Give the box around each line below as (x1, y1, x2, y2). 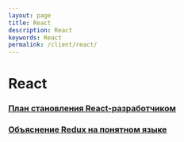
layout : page (8, 11, 52, 20)
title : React (8, 19, 52, 27)
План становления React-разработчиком (8, 103, 177, 114)
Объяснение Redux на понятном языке (8, 124, 167, 135)
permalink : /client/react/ (8, 41, 98, 49)
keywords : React (8, 33, 62, 42)
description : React (8, 26, 73, 34)
